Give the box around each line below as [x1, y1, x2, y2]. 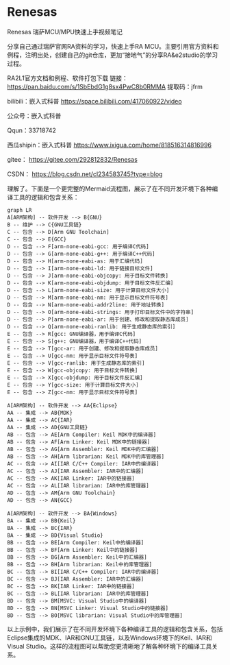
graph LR [7, 206, 32, 213]
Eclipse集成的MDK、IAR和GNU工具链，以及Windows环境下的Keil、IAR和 [7, 633, 212, 642]
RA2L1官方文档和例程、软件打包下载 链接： [7, 73, 129, 82]
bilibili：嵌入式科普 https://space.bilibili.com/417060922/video [7, 97, 183, 105]
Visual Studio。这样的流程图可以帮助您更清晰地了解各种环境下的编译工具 [7, 642, 212, 650]
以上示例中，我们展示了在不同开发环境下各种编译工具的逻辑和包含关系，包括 [7, 625, 223, 633]
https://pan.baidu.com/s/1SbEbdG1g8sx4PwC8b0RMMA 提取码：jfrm [7, 82, 203, 90]
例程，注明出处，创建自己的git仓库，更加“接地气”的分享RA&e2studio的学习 [7, 51, 218, 59]
